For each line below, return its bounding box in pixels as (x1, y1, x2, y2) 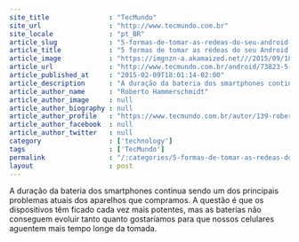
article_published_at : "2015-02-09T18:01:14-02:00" (9, 71, 225, 80)
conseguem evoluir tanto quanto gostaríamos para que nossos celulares (9, 214, 274, 224)
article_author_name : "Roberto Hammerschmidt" (9, 87, 209, 96)
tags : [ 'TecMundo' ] (9, 144, 166, 153)
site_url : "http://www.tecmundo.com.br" (9, 21, 229, 30)
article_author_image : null (9, 95, 133, 105)
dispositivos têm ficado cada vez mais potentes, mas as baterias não (9, 205, 263, 215)
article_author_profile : (9, 112, 114, 121)
